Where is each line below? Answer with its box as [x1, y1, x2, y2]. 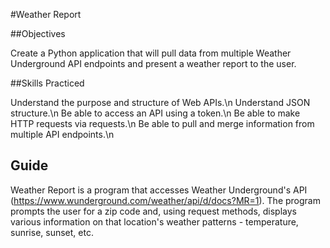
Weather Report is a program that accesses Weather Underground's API [10, 184, 308, 196]
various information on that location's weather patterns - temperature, [10, 215, 299, 228]
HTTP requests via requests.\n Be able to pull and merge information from [10, 118, 315, 129]
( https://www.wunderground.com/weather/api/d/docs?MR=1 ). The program [10, 194, 321, 206]
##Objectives [10, 28, 66, 39]
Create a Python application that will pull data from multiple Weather [10, 47, 292, 59]
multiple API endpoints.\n [10, 129, 115, 140]
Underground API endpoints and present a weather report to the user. [10, 58, 297, 69]
